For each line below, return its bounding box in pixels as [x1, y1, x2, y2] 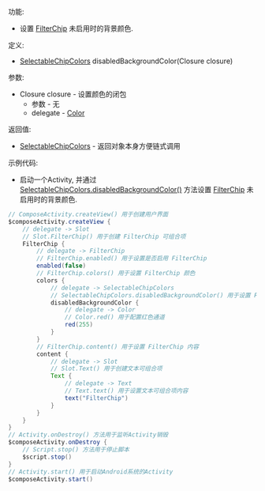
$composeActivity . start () [8, 475, 93, 483]
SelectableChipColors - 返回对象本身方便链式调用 [19, 142, 181, 150]
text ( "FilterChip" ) [64, 394, 129, 402]
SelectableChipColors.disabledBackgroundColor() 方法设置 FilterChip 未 [19, 185, 254, 194]
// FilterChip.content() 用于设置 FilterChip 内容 [36, 342, 200, 350]
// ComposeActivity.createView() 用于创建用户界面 [8, 210, 169, 218]
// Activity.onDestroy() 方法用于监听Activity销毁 [8, 431, 169, 439]
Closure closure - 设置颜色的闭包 [19, 89, 127, 99]
